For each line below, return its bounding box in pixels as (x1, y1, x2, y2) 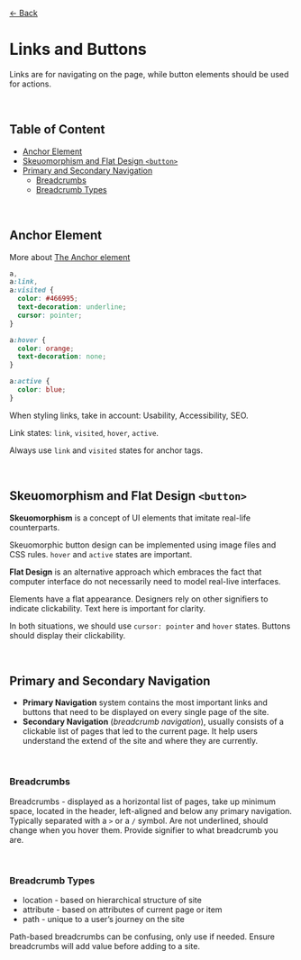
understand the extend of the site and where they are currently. (22, 736, 259, 747)
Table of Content (9, 122, 105, 138)
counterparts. (9, 521, 60, 532)
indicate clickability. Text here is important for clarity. (9, 602, 205, 613)
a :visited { (9, 285, 54, 295)
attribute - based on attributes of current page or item (22, 904, 223, 915)
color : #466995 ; (17, 294, 78, 303)
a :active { (9, 377, 50, 386)
